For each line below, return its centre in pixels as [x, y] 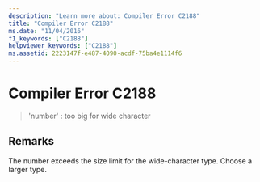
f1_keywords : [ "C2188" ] [48, 38]
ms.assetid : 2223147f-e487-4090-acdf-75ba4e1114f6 [95, 53]
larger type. [27, 169]
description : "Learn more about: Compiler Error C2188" [104, 16]
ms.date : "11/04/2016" [46, 31]
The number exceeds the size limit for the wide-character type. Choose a [130, 161]
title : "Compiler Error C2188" [61, 23]
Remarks [31, 141]
